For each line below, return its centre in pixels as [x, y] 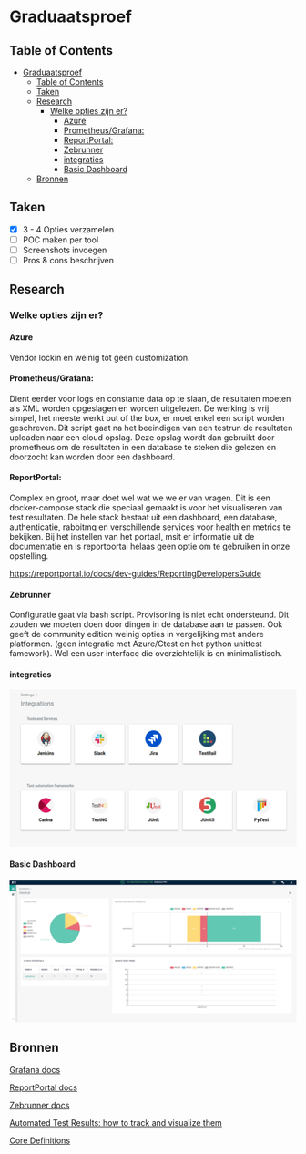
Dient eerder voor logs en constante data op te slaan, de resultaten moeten [150, 398]
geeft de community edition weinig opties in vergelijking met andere [137, 634]
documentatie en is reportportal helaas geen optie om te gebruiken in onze [150, 546]
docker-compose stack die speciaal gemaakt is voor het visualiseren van [146, 507]
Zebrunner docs [40, 1105]
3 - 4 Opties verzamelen [68, 229]
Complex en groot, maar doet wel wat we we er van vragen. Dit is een [140, 498]
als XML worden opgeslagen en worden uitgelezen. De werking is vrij [139, 408]
